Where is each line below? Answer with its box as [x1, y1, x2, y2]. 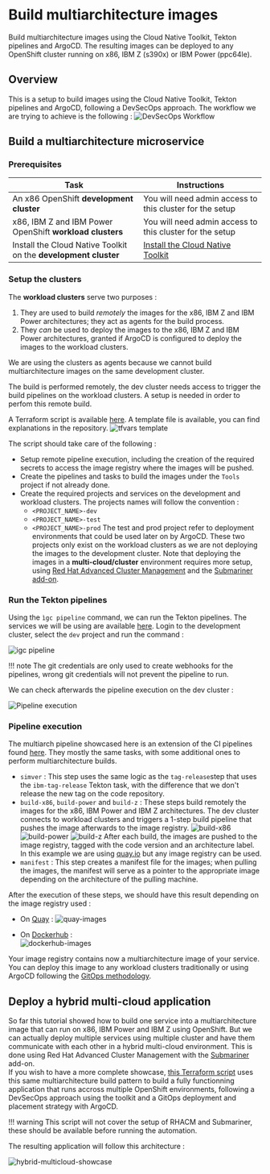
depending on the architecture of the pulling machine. [19, 874, 198, 884]
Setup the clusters [8, 274, 82, 285]
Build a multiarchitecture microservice [8, 135, 205, 148]
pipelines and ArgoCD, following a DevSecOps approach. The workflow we [8, 102, 256, 112]
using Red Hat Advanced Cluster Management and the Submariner [31, 566, 253, 575]
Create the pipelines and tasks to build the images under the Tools [19, 471, 240, 481]
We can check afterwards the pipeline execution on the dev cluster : [8, 685, 234, 695]
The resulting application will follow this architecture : [8, 1142, 185, 1151]
